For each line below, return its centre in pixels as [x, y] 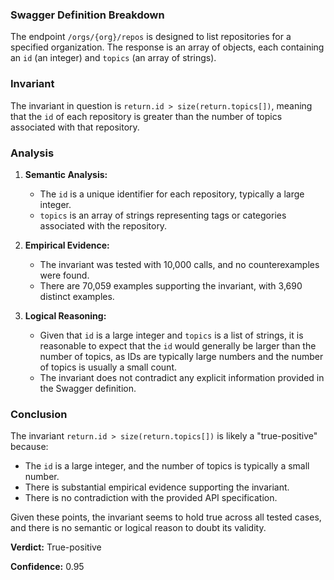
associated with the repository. [103, 225]
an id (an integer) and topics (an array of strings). [113, 58]
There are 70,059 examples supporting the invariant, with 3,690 [171, 285]
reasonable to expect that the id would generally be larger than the [178, 345]
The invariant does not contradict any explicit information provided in [182, 377]
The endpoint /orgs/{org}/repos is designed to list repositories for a [151, 37]
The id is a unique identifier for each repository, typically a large [172, 194]
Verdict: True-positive [56, 547]
